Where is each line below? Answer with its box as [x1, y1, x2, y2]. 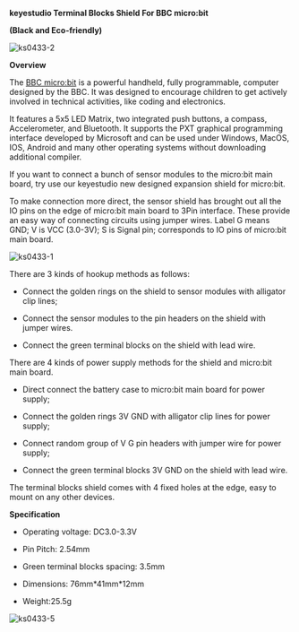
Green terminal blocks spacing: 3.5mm [21, 561, 166, 572]
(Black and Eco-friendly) [9, 25, 103, 35]
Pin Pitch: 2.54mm [21, 544, 90, 554]
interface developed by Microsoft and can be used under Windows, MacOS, [9, 133, 290, 143]
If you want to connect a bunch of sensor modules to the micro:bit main [9, 169, 273, 179]
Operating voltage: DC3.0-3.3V [21, 526, 137, 537]
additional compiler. [9, 152, 82, 162]
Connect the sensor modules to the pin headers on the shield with [21, 313, 266, 324]
